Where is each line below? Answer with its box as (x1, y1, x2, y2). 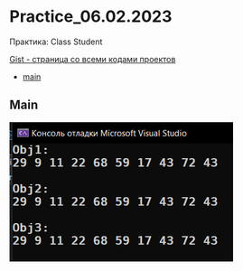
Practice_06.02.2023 (9, 6, 173, 27)
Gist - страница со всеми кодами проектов (9, 53, 176, 64)
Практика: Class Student (9, 36, 103, 47)
